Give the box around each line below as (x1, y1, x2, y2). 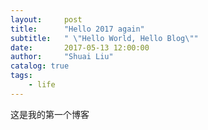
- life (28, 80, 56, 90)
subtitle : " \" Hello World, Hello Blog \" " (10, 33, 199, 43)
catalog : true (10, 61, 70, 71)
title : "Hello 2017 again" (10, 24, 145, 34)
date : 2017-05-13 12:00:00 (10, 42, 150, 53)
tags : (10, 71, 33, 81)
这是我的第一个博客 (10, 108, 90, 120)
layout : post (10, 14, 83, 25)
